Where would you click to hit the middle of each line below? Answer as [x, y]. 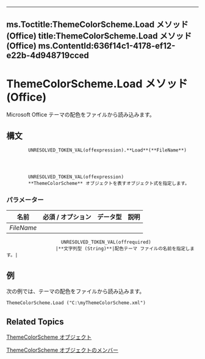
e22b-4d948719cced [48, 56]
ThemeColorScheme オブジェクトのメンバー [63, 350]
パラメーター [25, 200]
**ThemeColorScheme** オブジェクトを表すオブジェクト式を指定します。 [109, 184]
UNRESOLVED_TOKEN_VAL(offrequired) [106, 242]
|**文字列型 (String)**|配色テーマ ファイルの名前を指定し [123, 249]
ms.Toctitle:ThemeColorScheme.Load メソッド [98, 25]
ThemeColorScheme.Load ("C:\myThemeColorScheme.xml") [76, 303]
